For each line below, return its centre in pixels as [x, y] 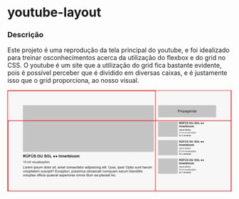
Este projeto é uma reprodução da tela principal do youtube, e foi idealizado [118, 50]
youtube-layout [54, 12]
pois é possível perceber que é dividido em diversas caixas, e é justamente [117, 73]
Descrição [26, 35]
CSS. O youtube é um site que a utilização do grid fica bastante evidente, [115, 66]
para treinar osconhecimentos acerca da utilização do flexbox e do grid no [117, 58]
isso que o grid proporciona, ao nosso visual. [73, 81]
